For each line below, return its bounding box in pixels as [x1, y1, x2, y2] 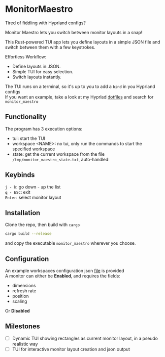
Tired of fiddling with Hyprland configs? [5, 20, 86, 26]
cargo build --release [5, 231, 52, 236]
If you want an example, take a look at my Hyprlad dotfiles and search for [5, 94, 154, 100]
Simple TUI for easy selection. [12, 68, 74, 75]
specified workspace [12, 146, 55, 152]
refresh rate [12, 288, 36, 294]
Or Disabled [5, 308, 30, 314]
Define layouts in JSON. [12, 63, 61, 69]
